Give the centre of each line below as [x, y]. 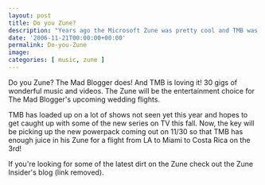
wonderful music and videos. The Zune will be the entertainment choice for [132, 91]
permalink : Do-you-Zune [48, 45]
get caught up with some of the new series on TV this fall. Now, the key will [131, 123]
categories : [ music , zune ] [57, 60]
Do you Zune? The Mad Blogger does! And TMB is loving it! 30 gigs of [123, 82]
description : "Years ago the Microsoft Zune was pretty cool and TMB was [133, 30]
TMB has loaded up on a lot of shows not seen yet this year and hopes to [128, 114]
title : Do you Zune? [43, 23]
